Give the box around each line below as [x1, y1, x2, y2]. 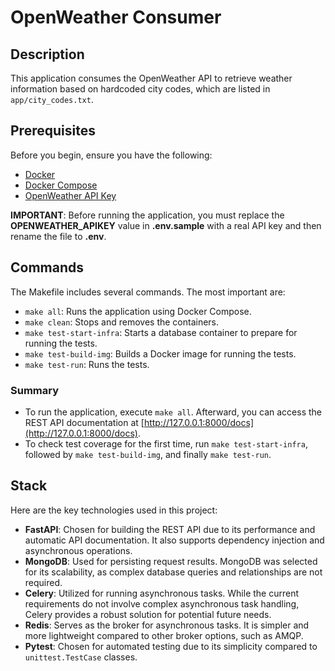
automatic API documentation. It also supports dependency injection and [24, 534, 325, 546]
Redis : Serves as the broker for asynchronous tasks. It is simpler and [24, 619, 310, 631]
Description [10, 46, 85, 63]
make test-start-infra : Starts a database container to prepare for [24, 326, 298, 338]
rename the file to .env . [10, 230, 107, 242]
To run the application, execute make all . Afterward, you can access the [24, 406, 323, 418]
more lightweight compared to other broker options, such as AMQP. [24, 629, 304, 641]
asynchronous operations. [24, 544, 133, 556]
